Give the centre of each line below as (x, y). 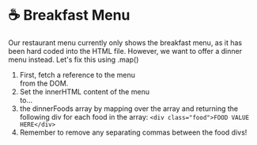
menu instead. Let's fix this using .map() (74, 59)
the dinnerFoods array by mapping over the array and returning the (129, 109)
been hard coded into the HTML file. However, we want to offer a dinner (125, 51)
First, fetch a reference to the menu (77, 74)
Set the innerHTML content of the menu (85, 91)
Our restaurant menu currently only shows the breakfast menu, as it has (125, 42)
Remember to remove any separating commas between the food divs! (133, 132)
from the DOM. (44, 83)
